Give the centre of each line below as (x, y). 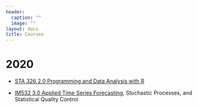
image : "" (23, 23)
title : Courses (25, 35)
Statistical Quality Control (46, 99)
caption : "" (26, 18)
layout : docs (22, 29)
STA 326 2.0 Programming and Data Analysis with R (79, 81)
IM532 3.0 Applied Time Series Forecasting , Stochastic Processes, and (103, 93)
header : (15, 12)
